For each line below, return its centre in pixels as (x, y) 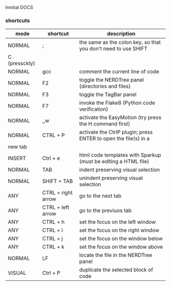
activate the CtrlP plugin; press (116, 132)
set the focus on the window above (121, 247)
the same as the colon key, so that (120, 42)
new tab (17, 147)
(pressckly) (22, 63)
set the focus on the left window (118, 222)
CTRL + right (58, 193)
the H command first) (105, 124)
